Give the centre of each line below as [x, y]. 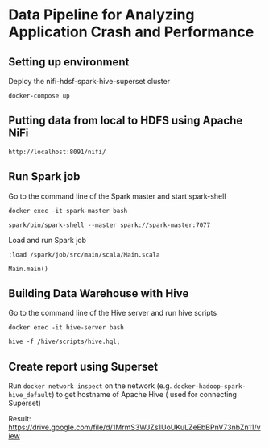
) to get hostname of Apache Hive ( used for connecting [144, 395]
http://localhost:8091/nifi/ [57, 152]
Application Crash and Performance [131, 32]
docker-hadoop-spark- [210, 387]
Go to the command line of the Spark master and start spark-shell [117, 196]
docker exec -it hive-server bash [66, 328]
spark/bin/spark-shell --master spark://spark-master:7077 [110, 225]
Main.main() [28, 269]
